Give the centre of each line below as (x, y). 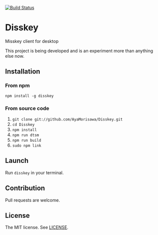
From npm (17, 85)
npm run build (27, 140)
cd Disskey (23, 124)
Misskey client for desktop (32, 41)
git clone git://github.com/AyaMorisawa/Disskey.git (67, 119)
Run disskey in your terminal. (34, 172)
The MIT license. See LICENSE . (37, 228)
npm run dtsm (26, 135)
